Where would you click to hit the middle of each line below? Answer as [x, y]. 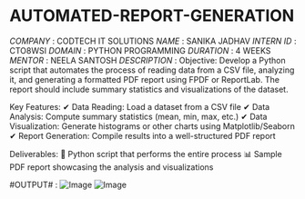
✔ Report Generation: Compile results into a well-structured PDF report [142, 135]
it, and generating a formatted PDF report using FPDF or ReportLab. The [145, 79]
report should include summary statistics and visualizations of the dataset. [149, 89]
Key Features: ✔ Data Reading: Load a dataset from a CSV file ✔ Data [140, 106]
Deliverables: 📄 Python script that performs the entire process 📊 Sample [146, 154]
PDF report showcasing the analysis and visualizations [112, 167]
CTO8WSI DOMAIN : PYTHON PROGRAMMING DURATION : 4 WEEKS [140, 50]
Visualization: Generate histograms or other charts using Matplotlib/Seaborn [152, 126]
